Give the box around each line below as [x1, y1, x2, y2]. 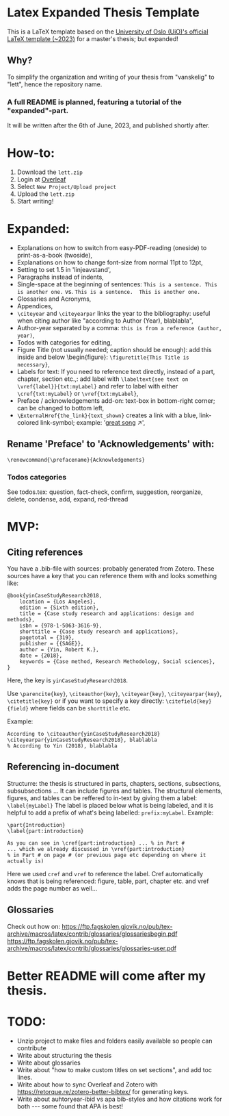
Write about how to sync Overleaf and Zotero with [16, 1080, 159, 1089]
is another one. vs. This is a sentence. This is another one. [16, 287, 200, 295]
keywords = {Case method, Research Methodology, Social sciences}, [19, 658, 215, 665]
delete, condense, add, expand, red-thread [7, 495, 129, 504]
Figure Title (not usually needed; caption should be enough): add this [16, 345, 212, 354]
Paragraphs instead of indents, [16, 273, 104, 281]
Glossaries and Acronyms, [16, 295, 92, 303]
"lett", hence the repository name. [7, 80, 103, 88]
